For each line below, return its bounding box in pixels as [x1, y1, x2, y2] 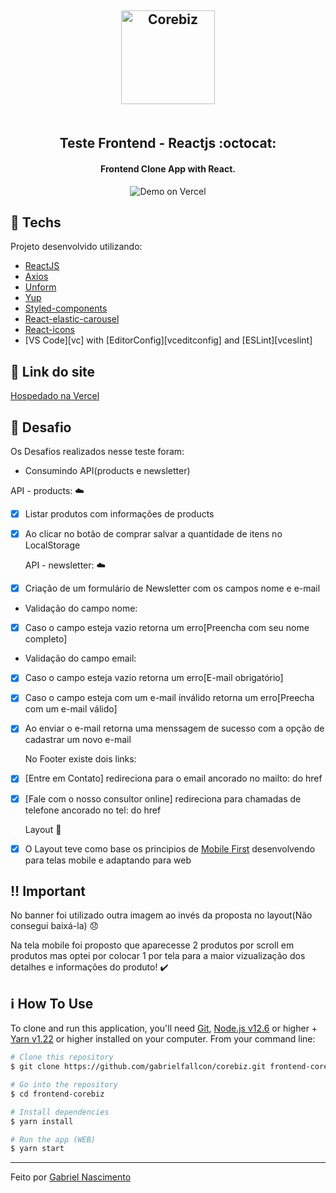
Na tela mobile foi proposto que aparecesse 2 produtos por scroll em [10, 939, 295, 951]
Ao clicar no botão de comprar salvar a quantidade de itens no [24, 528, 283, 540]
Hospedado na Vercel [10, 390, 100, 402]
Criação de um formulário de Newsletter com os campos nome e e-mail [24, 582, 321, 595]
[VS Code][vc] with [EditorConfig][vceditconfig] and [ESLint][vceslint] [24, 334, 313, 346]
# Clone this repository [10, 1052, 114, 1063]
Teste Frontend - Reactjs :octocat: [59, 135, 277, 152]
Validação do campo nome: [24, 602, 138, 615]
